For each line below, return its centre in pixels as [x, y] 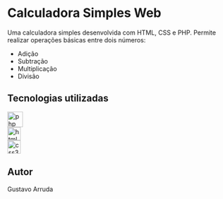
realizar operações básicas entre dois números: [77, 40]
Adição [28, 54]
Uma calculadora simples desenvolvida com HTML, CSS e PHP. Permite [112, 32]
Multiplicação [37, 68]
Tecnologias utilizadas [58, 98]
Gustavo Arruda [30, 189]
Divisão [29, 76]
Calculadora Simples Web [84, 13]
